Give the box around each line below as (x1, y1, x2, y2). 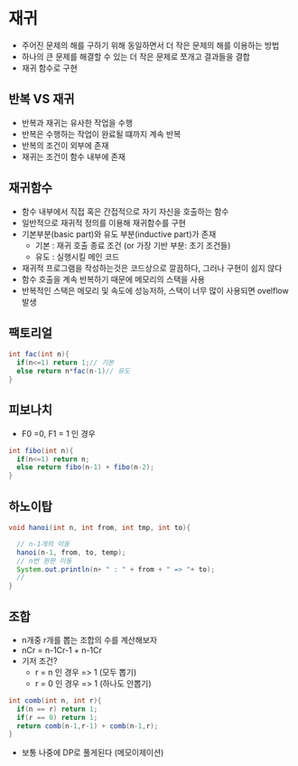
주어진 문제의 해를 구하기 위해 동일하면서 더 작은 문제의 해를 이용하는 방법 (21, 40, 280, 51)
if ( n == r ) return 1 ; (16, 705, 98, 714)
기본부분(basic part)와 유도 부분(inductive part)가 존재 (21, 228, 217, 240)
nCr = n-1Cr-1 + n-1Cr (21, 644, 103, 656)
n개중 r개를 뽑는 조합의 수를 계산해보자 (21, 634, 158, 645)
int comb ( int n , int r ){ (8, 695, 102, 705)
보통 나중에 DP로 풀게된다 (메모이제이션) (21, 747, 164, 758)
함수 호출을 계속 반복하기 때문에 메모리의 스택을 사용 (21, 273, 205, 285)
